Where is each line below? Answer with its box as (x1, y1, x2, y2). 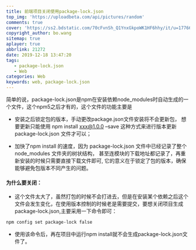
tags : (6, 57, 19, 63)
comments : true (6, 19, 43, 25)
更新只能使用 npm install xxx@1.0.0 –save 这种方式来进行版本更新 (19, 123, 177, 130)
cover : (6, 25, 22, 31)
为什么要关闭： (6, 179, 42, 186)
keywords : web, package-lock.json (6, 79, 90, 85)
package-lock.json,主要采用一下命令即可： (14, 208, 118, 215)
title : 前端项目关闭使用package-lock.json (6, 8, 104, 15)
